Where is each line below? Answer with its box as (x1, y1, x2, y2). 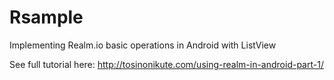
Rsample (9, 6, 84, 29)
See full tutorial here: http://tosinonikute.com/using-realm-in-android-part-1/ (9, 58, 324, 70)
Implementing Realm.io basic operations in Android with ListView (9, 39, 277, 51)
